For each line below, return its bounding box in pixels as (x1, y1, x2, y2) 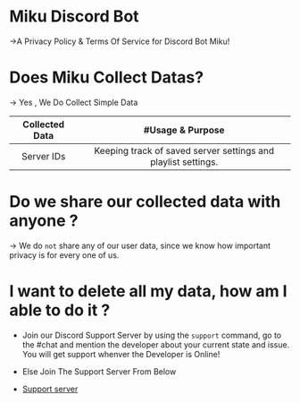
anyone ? (9, 210, 79, 231)
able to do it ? (9, 300, 111, 320)
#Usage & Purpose (143, 124, 225, 136)
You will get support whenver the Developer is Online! (21, 348, 221, 359)
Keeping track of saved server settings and (93, 144, 275, 157)
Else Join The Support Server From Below (21, 365, 177, 377)
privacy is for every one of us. (9, 249, 120, 261)
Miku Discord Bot (9, 6, 140, 27)
